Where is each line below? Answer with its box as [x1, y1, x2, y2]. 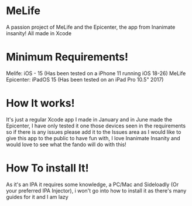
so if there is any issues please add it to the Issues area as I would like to [6, 128, 181, 136]
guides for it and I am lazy [6, 193, 68, 200]
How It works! [6, 97, 75, 110]
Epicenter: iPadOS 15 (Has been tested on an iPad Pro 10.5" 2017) [6, 76, 164, 83]
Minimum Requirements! [6, 50, 129, 64]
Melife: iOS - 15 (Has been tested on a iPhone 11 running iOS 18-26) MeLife [6, 69, 186, 77]
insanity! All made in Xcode [6, 29, 72, 36]
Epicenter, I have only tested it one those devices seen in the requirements [6, 122, 186, 129]
